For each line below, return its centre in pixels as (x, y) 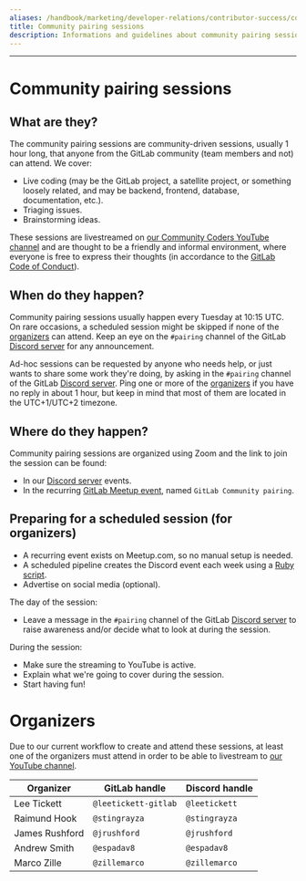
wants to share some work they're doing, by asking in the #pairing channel (150, 374)
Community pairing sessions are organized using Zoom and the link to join (148, 453)
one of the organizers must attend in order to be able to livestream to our (146, 756)
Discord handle (219, 788)
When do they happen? (77, 295)
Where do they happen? (79, 431)
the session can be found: (58, 463)
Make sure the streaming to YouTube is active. (109, 664)
